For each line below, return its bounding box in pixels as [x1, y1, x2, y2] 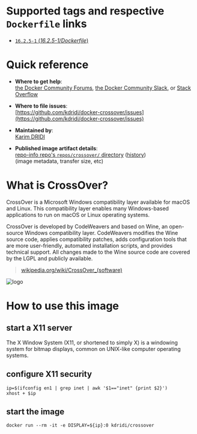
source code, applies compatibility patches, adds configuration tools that [6, 236, 187, 243]
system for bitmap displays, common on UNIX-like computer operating [6, 345, 181, 352]
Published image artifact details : [14, 144, 98, 151]
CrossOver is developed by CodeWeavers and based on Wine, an [6, 222, 168, 230]
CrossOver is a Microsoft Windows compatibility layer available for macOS [6, 198, 190, 206]
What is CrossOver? [6, 179, 109, 192]
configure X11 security [6, 369, 92, 379]
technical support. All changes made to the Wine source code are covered [6, 248, 190, 255]
